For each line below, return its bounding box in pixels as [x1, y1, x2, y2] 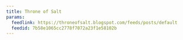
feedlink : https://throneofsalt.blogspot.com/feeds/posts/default [11, 19, 178, 25]
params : [6, 14, 25, 20]
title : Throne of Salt [6, 8, 62, 15]
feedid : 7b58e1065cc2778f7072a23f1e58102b [11, 25, 117, 31]
